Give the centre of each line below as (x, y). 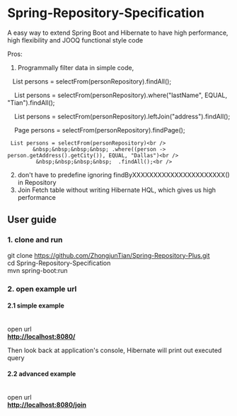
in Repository (37, 182)
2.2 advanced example (42, 374)
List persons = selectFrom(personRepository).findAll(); (92, 81)
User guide (32, 220)
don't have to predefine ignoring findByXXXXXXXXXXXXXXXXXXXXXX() (123, 174)
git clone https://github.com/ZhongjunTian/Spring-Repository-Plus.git (109, 255)
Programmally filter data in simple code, (76, 67)
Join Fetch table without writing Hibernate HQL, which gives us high (117, 190)
